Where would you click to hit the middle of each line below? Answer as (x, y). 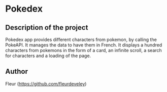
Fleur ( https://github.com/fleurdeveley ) (46, 83)
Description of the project (47, 28)
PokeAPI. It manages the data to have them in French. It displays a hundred (84, 45)
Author (16, 72)
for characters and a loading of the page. (48, 56)
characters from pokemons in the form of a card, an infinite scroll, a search (84, 50)
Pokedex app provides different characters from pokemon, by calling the (81, 39)
